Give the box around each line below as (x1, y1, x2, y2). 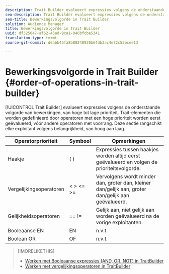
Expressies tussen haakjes (96, 146, 159, 153)
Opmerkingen (112, 137, 146, 144)
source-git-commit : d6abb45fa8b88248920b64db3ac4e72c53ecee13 (5, 40, 138, 45)
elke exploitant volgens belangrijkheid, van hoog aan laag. (5, 125, 126, 131)
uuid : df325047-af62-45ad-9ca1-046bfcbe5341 (5, 31, 100, 36)
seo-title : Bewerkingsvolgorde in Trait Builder (5, 17, 109, 22)
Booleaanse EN (8, 227, 44, 234)
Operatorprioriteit (14, 137, 58, 144)
